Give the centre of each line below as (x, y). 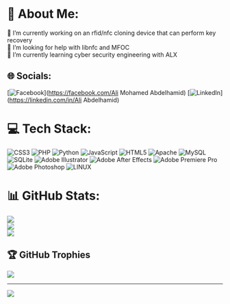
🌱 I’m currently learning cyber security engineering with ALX (92, 55)
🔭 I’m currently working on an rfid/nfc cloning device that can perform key (112, 33)
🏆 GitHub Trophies (49, 255)
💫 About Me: (43, 14)
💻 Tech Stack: (49, 128)
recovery (20, 40)
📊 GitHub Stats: (54, 196)
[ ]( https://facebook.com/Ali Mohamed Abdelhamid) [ (99, 92)
